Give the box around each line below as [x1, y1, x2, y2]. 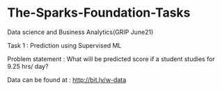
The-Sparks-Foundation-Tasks [7, 5, 191, 21]
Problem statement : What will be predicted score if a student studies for [7, 54, 216, 63]
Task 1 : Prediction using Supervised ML [7, 41, 122, 49]
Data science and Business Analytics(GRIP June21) [7, 28, 154, 36]
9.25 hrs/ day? [7, 62, 49, 70]
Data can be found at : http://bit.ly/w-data [7, 75, 127, 84]
